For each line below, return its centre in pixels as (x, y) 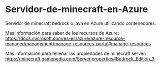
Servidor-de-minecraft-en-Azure (77, 9)
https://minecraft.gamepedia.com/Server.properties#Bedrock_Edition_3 (80, 58)
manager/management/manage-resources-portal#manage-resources (78, 43)
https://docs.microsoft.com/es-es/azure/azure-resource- (65, 38)
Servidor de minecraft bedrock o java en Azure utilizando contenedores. (81, 23)
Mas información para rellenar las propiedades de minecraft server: (76, 53)
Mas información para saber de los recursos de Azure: (62, 33)
